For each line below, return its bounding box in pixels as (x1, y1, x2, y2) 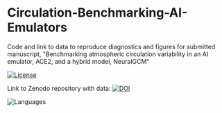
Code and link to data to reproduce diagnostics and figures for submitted (7, 42, 216, 51)
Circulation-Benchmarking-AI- (7, 5, 188, 21)
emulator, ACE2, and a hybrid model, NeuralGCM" (7, 57, 150, 65)
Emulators (7, 19, 68, 35)
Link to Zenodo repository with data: (7, 84, 111, 92)
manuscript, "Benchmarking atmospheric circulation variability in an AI (7, 50, 209, 58)
